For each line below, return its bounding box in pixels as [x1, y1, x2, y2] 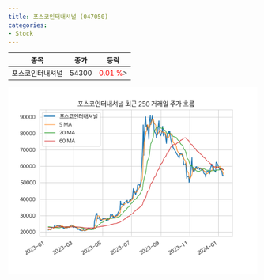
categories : [8, 21, 47, 29]
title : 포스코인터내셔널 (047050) [8, 13, 109, 21]
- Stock [8, 29, 34, 37]
